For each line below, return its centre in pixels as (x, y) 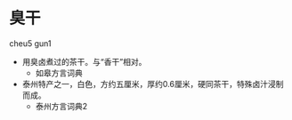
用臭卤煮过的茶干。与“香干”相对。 (84, 61)
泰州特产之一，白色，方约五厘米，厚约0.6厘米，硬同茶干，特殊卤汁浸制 (153, 84)
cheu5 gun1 (30, 43)
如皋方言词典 (59, 73)
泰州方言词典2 (61, 106)
